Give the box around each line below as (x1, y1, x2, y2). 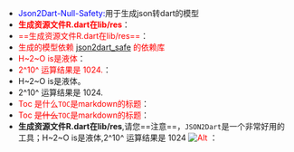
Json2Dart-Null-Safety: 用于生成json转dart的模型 (17, 8, 200, 18)
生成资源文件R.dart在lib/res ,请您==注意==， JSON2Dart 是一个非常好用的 (17, 121, 285, 131)
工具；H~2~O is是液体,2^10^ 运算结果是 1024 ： (17, 132, 218, 143)
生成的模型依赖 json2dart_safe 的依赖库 (17, 42, 166, 52)
